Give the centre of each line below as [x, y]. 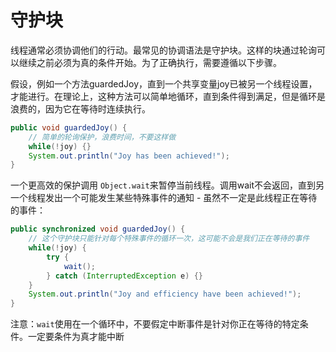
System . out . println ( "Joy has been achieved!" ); [129, 156]
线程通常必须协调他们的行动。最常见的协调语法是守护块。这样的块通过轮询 [163, 50]
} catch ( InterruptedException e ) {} [124, 276]
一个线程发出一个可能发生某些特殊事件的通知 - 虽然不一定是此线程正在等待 [164, 198]
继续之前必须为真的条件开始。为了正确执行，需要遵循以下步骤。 [150, 62]
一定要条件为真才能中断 [76, 337]
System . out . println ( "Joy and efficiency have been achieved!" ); [165, 294]
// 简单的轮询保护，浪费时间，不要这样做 [102, 137]
